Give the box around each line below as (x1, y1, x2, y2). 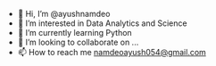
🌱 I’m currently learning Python (17, 28, 132, 37)
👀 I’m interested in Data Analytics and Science (17, 18, 187, 29)
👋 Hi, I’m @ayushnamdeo (17, 9, 111, 19)
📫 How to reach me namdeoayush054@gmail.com (17, 47, 207, 57)
